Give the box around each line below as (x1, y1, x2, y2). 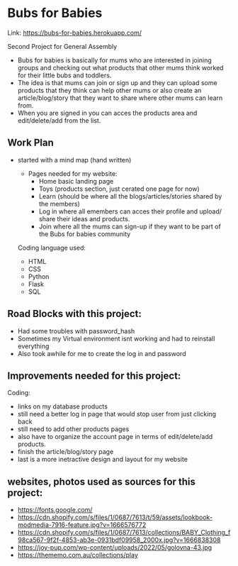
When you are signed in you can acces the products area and (17, 109, 198, 117)
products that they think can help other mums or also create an (17, 86, 202, 94)
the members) (38, 199, 80, 208)
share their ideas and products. (38, 214, 130, 223)
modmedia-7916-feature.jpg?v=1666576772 (17, 521, 147, 529)
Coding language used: (17, 243, 86, 252)
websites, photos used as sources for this (7, 475, 196, 487)
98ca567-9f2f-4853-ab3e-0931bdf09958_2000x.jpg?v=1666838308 (17, 536, 221, 544)
